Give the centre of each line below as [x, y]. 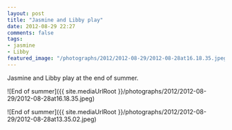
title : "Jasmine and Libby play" [55, 20]
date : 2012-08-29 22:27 [41, 26]
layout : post [26, 13]
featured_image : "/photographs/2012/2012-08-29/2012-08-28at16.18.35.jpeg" [118, 58]
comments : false [30, 33]
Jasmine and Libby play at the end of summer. [73, 78]
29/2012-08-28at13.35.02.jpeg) [52, 119]
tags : [15, 39]
